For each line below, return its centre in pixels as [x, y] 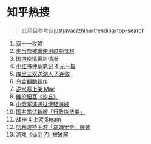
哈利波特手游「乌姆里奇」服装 [53, 127]
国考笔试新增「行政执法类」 [50, 111]
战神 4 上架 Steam [38, 119]
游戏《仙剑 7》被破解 [42, 134]
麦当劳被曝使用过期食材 [45, 51]
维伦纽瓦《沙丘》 [37, 96]
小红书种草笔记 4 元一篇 [45, 66]
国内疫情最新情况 [37, 58]
